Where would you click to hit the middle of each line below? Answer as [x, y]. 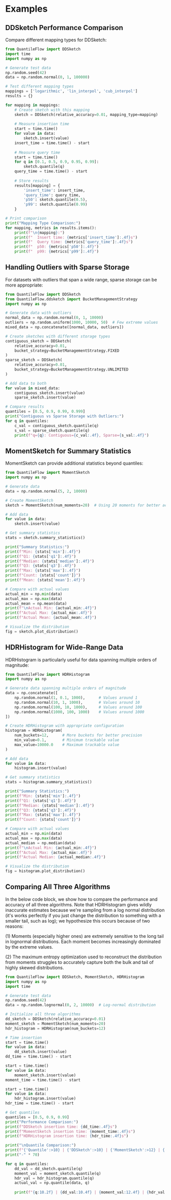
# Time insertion [24, 1038]
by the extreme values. [29, 947]
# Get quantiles [22, 1112]
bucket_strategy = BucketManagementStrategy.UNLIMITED [72, 369]
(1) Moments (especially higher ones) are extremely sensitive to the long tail [84, 936]
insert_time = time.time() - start [52, 143]
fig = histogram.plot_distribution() [45, 871]
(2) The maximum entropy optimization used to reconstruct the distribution [83, 957]
